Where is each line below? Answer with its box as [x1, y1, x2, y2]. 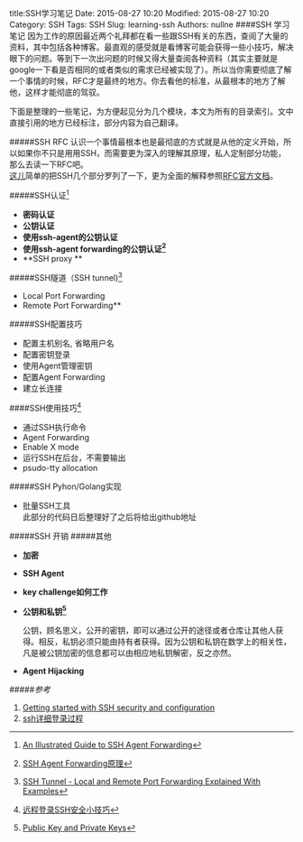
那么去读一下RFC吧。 [9, 159, 88, 170]
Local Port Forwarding [22, 290, 106, 301]
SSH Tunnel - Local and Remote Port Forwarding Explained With [22, 776, 262, 787]
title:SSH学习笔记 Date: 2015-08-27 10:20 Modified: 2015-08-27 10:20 [9, 8, 270, 18]
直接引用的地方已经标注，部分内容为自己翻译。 [9, 117, 183, 128]
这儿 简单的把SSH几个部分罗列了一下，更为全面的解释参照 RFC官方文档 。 [9, 171, 278, 180]
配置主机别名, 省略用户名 [22, 338, 115, 348]
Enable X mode [22, 441, 79, 452]
